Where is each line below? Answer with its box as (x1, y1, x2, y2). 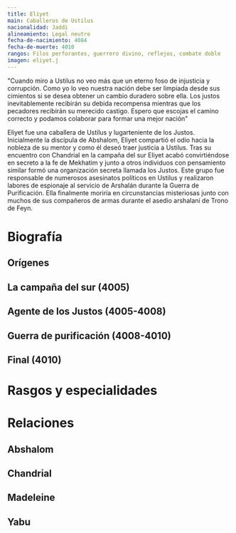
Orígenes (7, 257, 50, 269)
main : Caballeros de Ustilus (7, 17, 94, 24)
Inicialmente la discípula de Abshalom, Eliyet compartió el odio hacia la (7, 135, 215, 144)
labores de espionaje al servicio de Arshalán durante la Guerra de (7, 181, 199, 190)
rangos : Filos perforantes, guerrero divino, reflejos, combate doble (7, 51, 221, 58)
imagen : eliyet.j (7, 57, 59, 64)
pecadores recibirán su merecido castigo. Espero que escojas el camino (7, 106, 219, 115)
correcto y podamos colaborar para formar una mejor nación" (7, 114, 188, 123)
